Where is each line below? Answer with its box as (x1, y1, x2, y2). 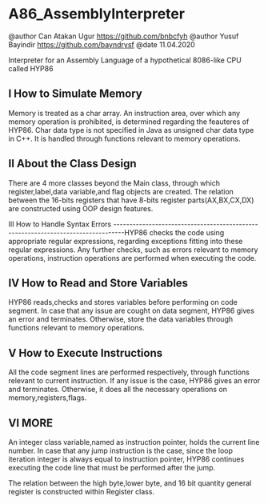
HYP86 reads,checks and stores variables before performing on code (8, 298, 238, 307)
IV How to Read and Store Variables (8, 276, 189, 290)
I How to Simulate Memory (8, 87, 142, 101)
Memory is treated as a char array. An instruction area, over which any (8, 108, 241, 118)
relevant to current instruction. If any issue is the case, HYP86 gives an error (8, 376, 261, 386)
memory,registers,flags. (8, 393, 87, 402)
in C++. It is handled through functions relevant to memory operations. (8, 134, 242, 143)
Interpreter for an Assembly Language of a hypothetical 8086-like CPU (8, 55, 242, 65)
